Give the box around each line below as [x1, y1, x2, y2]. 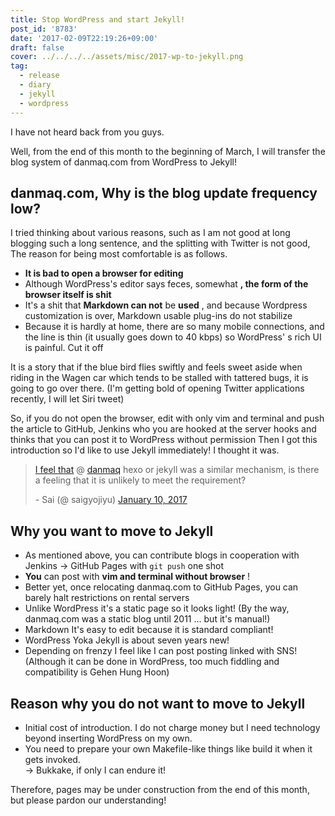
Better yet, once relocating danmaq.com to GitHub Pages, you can [24, 581, 299, 593]
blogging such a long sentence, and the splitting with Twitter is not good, [10, 237, 311, 250]
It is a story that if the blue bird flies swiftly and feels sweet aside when [10, 361, 303, 373]
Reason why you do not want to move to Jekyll [10, 695, 306, 712]
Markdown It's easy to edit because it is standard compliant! [24, 624, 274, 636]
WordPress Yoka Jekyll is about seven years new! [24, 634, 230, 646]
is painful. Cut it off [24, 342, 104, 354]
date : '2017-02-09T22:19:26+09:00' [10, 33, 159, 43]
